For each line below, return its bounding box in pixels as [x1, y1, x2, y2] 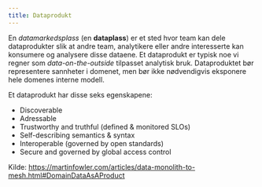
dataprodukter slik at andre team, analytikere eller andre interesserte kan [8, 41, 244, 51]
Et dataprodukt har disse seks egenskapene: [8, 90, 153, 99]
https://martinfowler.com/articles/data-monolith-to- [28, 162, 195, 171]
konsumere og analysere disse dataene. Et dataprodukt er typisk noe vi [8, 49, 239, 59]
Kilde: [8, 162, 28, 171]
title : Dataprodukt [8, 11, 72, 20]
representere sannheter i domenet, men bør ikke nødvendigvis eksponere [8, 66, 246, 75]
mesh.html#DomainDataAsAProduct [8, 170, 125, 180]
